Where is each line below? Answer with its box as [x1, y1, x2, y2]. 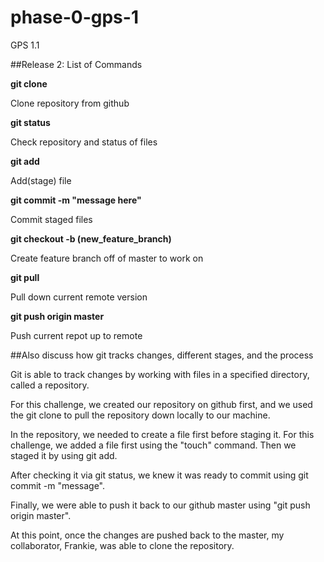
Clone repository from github [10, 97, 130, 109]
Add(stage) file [10, 174, 72, 186]
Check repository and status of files [10, 136, 158, 148]
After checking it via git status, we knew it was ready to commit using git [10, 469, 309, 481]
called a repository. [10, 379, 90, 391]
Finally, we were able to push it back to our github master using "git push [10, 499, 311, 511]
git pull [10, 271, 40, 283]
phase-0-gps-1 [10, 6, 139, 29]
